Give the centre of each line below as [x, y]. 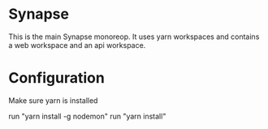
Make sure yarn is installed [53, 100]
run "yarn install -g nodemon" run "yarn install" [87, 116]
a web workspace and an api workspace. [77, 45]
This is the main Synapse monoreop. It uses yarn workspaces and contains [134, 37]
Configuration [57, 78]
